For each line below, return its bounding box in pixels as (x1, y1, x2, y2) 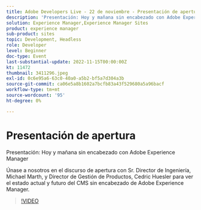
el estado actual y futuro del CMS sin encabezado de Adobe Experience (6, 179, 184, 186)
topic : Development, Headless (6, 36, 82, 42)
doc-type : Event (6, 53, 47, 59)
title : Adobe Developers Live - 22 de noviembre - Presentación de (6, 8, 178, 15)
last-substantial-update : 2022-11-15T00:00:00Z (6, 59, 127, 65)
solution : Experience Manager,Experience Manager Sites (6, 20, 148, 26)
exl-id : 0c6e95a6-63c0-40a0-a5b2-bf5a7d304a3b (6, 75, 124, 81)
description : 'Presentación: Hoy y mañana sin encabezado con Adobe (6, 14, 181, 20)
